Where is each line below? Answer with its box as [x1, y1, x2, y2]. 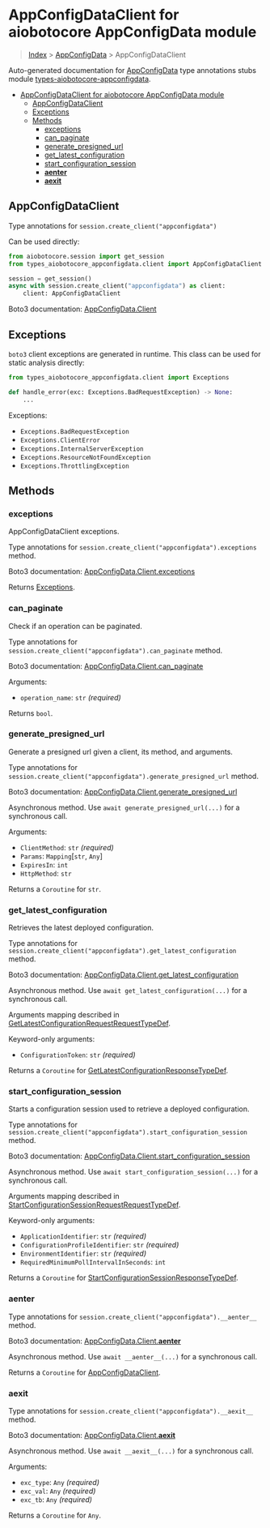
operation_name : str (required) [19, 692, 121, 702]
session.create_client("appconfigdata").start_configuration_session [8, 1128, 248, 1136]
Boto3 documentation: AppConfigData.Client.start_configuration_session [8, 1151, 251, 1161]
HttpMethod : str [19, 868, 72, 878]
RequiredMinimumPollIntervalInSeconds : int [19, 1257, 166, 1267]
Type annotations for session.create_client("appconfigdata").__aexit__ [8, 1406, 253, 1416]
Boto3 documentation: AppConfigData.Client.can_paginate [8, 661, 204, 670]
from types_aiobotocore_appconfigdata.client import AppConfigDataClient [8, 259, 263, 268]
